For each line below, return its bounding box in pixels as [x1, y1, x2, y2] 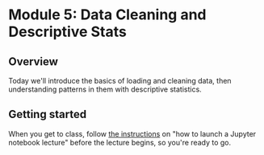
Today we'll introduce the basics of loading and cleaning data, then [8, 76, 232, 85]
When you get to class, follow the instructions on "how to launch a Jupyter [8, 128, 257, 138]
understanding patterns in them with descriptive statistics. [8, 84, 202, 94]
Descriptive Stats [8, 22, 127, 41]
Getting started [8, 108, 87, 121]
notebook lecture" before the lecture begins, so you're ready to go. [8, 137, 232, 147]
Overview [8, 55, 59, 68]
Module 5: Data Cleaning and [8, 6, 207, 24]
